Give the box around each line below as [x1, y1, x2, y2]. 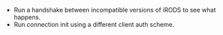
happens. [13, 13, 41, 21]
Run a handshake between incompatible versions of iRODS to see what [13, 6, 216, 14]
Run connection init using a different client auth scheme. [13, 21, 175, 28]
